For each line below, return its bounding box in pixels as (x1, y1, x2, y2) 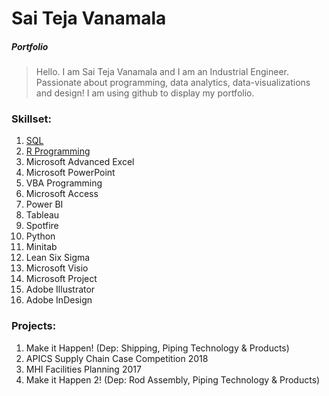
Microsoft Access (25, 188, 99, 200)
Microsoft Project (25, 273, 98, 285)
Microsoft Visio (25, 262, 89, 274)
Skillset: (11, 112, 52, 126)
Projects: (11, 319, 57, 333)
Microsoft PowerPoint (25, 167, 116, 179)
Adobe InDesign (25, 294, 93, 306)
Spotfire (25, 220, 59, 232)
